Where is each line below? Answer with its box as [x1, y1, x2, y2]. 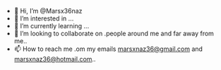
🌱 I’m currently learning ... [13, 22, 90, 30]
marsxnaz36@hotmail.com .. [13, 55, 96, 63]
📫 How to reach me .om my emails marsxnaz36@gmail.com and [13, 45, 203, 53]
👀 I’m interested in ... [13, 14, 74, 23]
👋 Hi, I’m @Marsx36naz [13, 7, 83, 15]
